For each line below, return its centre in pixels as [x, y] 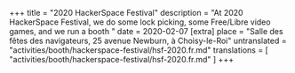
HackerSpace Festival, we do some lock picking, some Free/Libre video [140, 22]
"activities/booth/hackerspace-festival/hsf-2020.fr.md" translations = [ [139, 50]
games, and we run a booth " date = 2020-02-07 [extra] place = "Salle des [146, 31]
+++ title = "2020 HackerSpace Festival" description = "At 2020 [126, 13]
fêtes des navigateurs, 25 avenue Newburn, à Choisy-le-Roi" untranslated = [148, 40]
